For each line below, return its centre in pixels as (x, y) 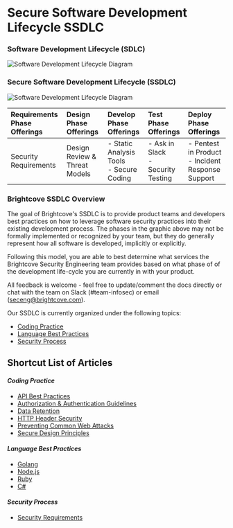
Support (201, 178)
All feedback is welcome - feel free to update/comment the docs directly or (115, 285)
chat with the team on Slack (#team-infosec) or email (83, 292)
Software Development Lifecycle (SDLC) (76, 49)
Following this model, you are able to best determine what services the (108, 257)
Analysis (121, 152)
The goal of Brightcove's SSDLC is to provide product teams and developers (116, 214)
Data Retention (38, 411)
